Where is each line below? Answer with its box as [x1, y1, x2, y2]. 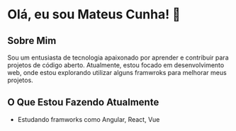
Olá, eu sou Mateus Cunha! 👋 [7, 6, 181, 23]
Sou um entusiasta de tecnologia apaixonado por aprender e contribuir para [7, 53, 229, 62]
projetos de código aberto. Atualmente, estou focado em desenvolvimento [7, 61, 225, 69]
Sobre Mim [7, 35, 57, 47]
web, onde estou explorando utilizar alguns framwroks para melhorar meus [7, 69, 227, 76]
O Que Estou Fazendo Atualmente [7, 96, 159, 108]
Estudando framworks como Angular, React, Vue [17, 115, 160, 123]
